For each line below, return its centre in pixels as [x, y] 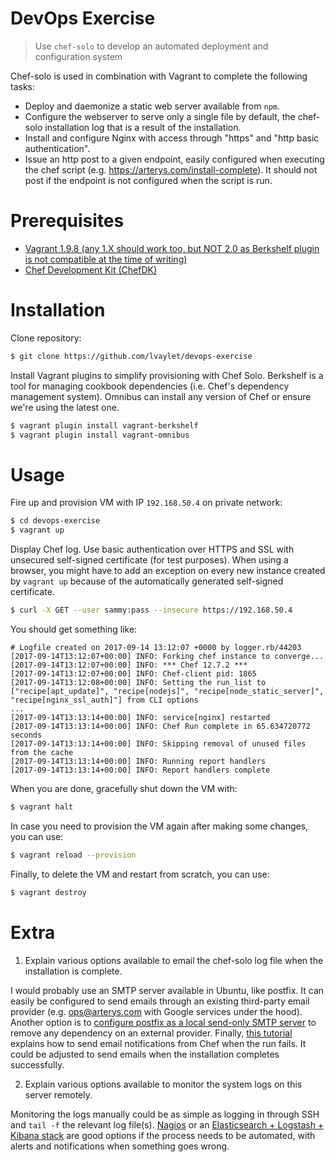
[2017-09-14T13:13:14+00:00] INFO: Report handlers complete [140, 770]
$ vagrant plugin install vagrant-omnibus [100, 435]
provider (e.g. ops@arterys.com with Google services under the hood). [156, 1011]
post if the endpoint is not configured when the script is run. [148, 180]
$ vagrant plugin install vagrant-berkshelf [104, 425]
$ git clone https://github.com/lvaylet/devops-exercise [131, 356]
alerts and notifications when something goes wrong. [120, 1146]
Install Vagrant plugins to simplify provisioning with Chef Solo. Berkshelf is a [167, 375]
